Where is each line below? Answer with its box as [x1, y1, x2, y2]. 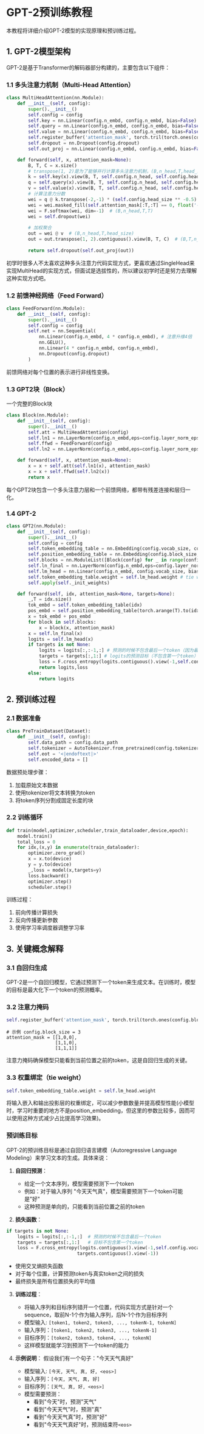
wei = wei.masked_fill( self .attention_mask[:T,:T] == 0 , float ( [28, 202, 194, 208]
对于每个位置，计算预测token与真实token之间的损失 [15, 1270, 144, 1277]
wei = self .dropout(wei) [28, 213, 91, 219]
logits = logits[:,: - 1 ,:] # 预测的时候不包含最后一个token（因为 [38, 647, 194, 654]
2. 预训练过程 [6, 694, 56, 704]
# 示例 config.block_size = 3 [6, 1029, 81, 1035]
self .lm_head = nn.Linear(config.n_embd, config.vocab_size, [28, 568, 186, 574]
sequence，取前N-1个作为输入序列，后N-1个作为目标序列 [24, 1311, 168, 1319]
